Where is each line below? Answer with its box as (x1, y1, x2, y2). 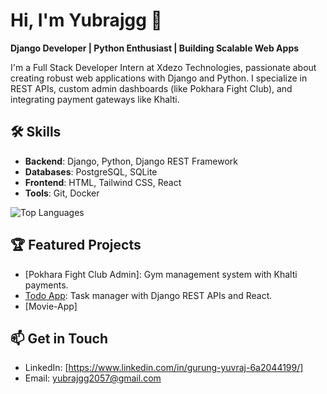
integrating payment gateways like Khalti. (10, 93, 180, 105)
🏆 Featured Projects (10, 237, 142, 254)
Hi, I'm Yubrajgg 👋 (10, 9, 163, 32)
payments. (24, 279, 69, 291)
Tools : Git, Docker (24, 187, 100, 199)
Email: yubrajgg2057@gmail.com (24, 372, 162, 384)
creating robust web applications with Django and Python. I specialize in (10, 72, 308, 84)
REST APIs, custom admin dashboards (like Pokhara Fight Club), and (10, 82, 293, 94)
